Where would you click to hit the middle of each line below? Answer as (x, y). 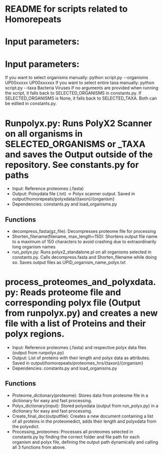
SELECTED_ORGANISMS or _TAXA (75, 144)
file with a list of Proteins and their (75, 324)
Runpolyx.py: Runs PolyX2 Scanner (79, 123)
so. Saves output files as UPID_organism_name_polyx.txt (69, 263)
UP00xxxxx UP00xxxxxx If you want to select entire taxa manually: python (80, 83)
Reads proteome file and (71, 293)
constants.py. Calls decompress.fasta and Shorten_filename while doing (84, 257)
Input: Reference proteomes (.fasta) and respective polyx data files (79, 347)
